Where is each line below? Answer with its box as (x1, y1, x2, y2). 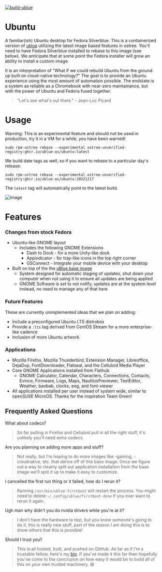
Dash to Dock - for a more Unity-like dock (26, 250, 110, 256)
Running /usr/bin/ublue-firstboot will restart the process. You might (16, 488, 156, 493)
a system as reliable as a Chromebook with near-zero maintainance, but (5, 83, 148, 89)
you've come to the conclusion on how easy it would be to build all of (16, 556, 155, 562)
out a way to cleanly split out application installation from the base (16, 463, 149, 470)
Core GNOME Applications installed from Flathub (12, 367, 110, 373)
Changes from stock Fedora (5, 228, 72, 235)
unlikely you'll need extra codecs (16, 434, 83, 441)
